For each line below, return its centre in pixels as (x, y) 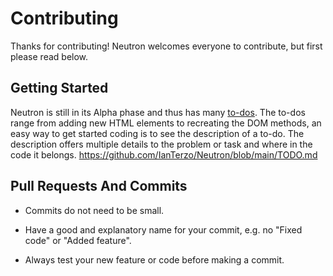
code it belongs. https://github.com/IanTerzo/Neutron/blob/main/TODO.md (164, 154)
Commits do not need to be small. (94, 210)
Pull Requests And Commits (99, 186)
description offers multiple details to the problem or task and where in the (161, 144)
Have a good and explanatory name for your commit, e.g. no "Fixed (163, 229)
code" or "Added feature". (78, 240)
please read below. (49, 56)
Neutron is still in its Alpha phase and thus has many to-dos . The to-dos (158, 112)
